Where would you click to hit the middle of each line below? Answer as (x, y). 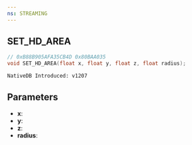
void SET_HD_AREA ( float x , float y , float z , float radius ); (97, 64)
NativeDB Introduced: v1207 (47, 76)
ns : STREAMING (28, 13)
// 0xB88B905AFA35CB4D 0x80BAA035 (57, 57)
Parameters (33, 97)
